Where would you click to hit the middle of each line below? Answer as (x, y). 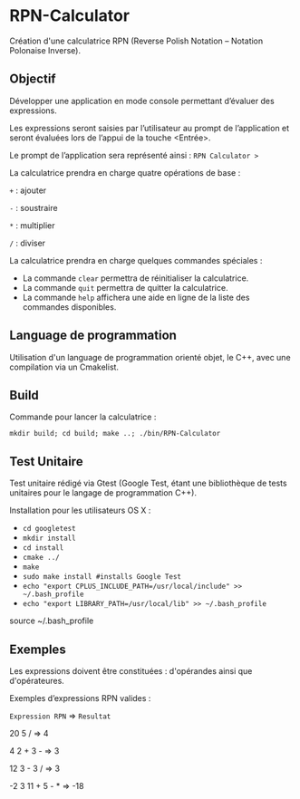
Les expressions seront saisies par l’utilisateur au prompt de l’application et (150, 128)
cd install (43, 548)
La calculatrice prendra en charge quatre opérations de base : (125, 172)
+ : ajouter (28, 190)
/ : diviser (28, 243)
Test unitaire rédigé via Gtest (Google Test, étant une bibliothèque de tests (148, 483)
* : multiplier (32, 225)
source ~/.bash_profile (52, 621)
